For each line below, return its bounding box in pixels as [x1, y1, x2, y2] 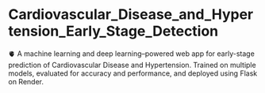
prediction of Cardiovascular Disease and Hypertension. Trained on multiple [8, 60, 256, 69]
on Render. [8, 76, 44, 86]
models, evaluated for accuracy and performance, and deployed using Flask [8, 69, 258, 78]
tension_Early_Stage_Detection [8, 22, 219, 40]
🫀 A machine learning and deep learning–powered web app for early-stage [8, 49, 255, 58]
